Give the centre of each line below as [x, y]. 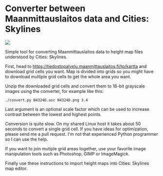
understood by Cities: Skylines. [36, 57]
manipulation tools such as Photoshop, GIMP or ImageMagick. [67, 154]
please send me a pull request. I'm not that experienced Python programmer [81, 134]
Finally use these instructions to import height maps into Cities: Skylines [77, 163]
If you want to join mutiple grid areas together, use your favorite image [75, 148]
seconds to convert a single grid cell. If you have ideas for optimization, [77, 129]
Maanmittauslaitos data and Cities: [77, 19]
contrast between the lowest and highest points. [54, 114]
